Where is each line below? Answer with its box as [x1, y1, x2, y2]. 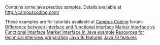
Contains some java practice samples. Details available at [5, 4, 122, 10]
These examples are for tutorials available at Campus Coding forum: [5, 19, 143, 24]
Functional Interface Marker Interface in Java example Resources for [5, 29, 144, 35]
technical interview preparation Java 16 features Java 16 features [5, 34, 137, 40]
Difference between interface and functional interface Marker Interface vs [5, 24, 155, 30]
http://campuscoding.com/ [5, 9, 60, 15]
